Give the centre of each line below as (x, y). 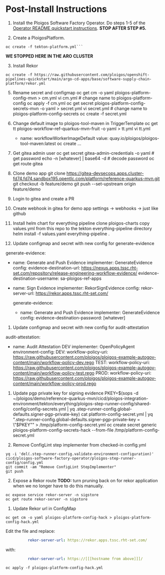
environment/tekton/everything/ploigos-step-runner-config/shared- (82, 403)
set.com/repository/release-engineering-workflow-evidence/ (75, 273)
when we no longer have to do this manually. (58, 486)
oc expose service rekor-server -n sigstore (52, 495)
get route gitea (28, 163)
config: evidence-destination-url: (46, 268)
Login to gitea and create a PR (43, 198)
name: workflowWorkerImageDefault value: (64, 138)
